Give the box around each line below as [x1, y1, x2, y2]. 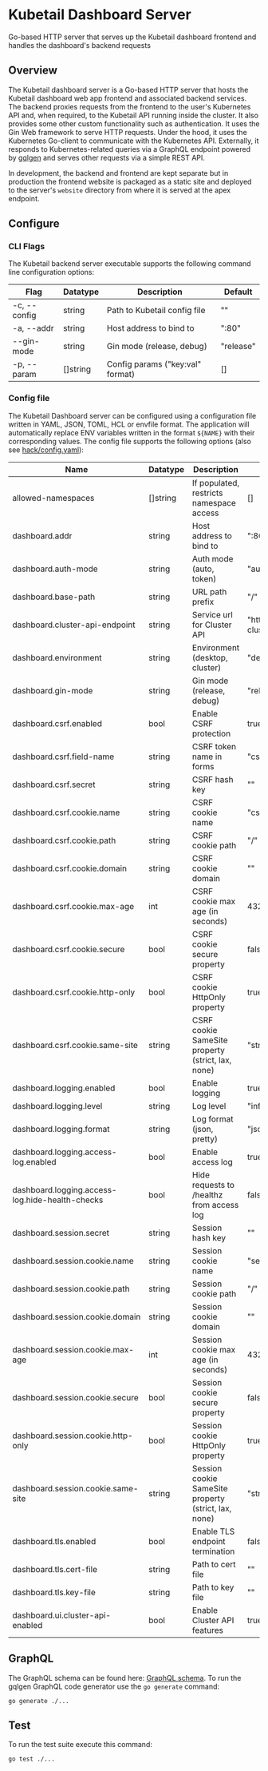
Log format [191, 1113, 234, 1124]
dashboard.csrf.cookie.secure [12, 943, 125, 955]
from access [191, 1199, 239, 1210]
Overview [8, 64, 58, 77]
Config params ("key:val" [106, 359, 202, 370]
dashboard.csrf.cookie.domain [12, 863, 128, 874]
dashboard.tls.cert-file [12, 1563, 98, 1574]
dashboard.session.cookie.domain [12, 1311, 141, 1322]
